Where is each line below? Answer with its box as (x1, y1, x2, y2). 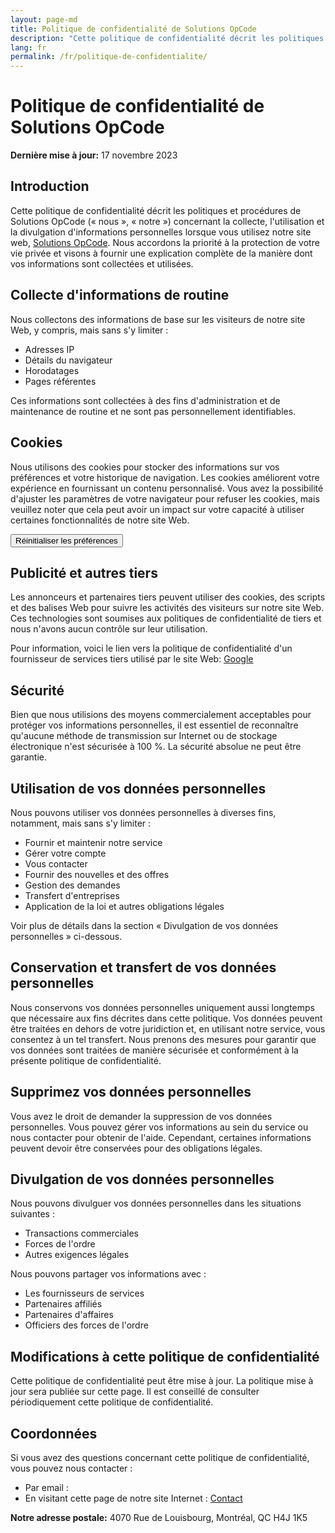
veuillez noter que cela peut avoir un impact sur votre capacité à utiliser (10, 503, 305, 515)
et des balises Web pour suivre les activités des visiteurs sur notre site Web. (10, 602, 325, 614)
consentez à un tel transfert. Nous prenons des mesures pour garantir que (10, 1033, 317, 1045)
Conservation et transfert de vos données (10, 959, 277, 976)
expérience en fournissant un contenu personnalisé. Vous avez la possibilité (10, 482, 324, 494)
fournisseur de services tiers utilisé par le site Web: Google (10, 653, 254, 665)
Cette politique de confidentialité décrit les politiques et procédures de (10, 204, 302, 216)
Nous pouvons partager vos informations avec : (10, 1268, 207, 1280)
